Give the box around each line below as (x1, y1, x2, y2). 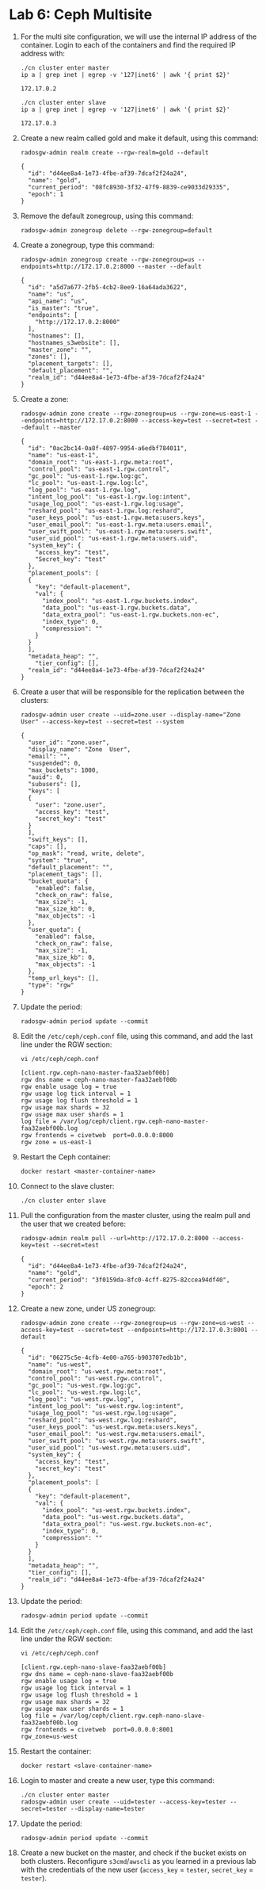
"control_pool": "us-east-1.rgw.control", (28, 465, 170, 473)
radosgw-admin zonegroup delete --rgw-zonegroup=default (20, 226, 213, 235)
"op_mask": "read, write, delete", (28, 850, 146, 857)
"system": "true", (28, 856, 89, 865)
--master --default (138, 262, 202, 270)
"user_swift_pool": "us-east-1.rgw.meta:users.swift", (28, 527, 213, 536)
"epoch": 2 (28, 1282, 64, 1291)
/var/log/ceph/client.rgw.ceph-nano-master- (59, 1117, 209, 1125)
